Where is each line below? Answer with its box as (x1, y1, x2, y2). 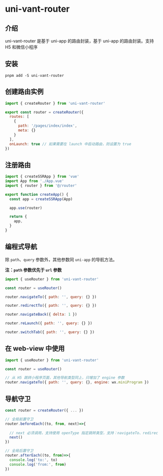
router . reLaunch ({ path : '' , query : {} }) (5, 321, 92, 326)
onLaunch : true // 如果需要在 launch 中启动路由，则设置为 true (9, 141, 131, 146)
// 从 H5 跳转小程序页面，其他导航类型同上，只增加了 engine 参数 (5, 375, 125, 380)
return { (9, 214, 27, 219)
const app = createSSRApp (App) (9, 197, 73, 202)
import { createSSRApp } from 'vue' (5, 174, 79, 179)
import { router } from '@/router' (5, 183, 77, 188)
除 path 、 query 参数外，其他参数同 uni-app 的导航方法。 (5, 256, 118, 262)
